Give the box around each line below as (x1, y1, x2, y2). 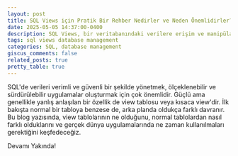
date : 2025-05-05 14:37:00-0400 (7, 23, 103, 30)
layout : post (7, 10, 46, 18)
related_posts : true (7, 57, 69, 64)
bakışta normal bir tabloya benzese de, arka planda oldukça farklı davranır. (7, 105, 225, 113)
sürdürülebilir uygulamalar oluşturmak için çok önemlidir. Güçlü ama (7, 90, 205, 99)
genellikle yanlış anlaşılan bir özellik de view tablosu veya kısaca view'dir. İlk (7, 97, 229, 106)
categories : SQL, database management (7, 43, 122, 50)
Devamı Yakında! (7, 141, 57, 150)
